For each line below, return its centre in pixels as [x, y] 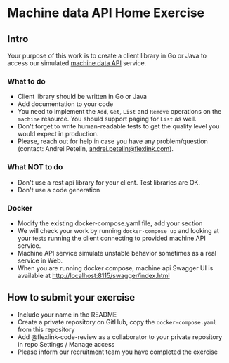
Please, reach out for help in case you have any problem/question [113, 141]
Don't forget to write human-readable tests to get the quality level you [118, 126]
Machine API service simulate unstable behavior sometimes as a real [117, 253]
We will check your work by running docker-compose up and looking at [118, 230]
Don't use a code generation [59, 190]
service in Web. [40, 260]
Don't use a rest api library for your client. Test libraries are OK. [109, 182]
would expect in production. [58, 134]
